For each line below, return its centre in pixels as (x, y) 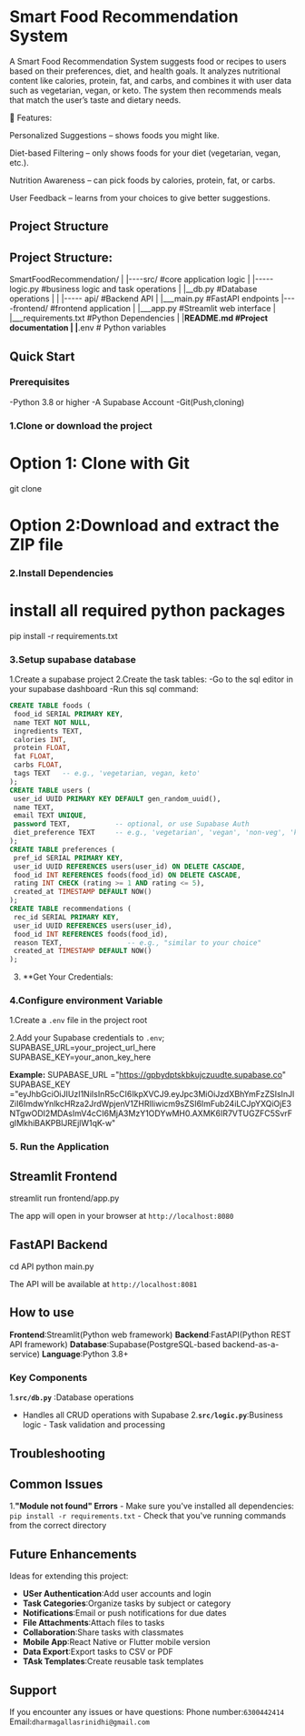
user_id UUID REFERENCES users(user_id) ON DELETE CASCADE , (129, 867)
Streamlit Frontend (64, 1176)
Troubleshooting (58, 1453)
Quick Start (42, 356)
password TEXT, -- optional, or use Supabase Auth (131, 824)
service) (25, 1354)
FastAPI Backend (59, 1244)
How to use (42, 1313)
